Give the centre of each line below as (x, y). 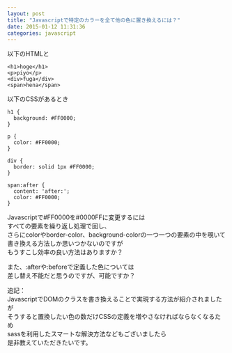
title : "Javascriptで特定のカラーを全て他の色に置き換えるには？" (94, 20)
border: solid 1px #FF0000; (54, 167)
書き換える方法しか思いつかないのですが (65, 244)
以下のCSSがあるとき (38, 99)
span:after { (26, 185)
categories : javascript (42, 33)
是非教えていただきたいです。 (49, 343)
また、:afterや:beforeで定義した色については (71, 267)
